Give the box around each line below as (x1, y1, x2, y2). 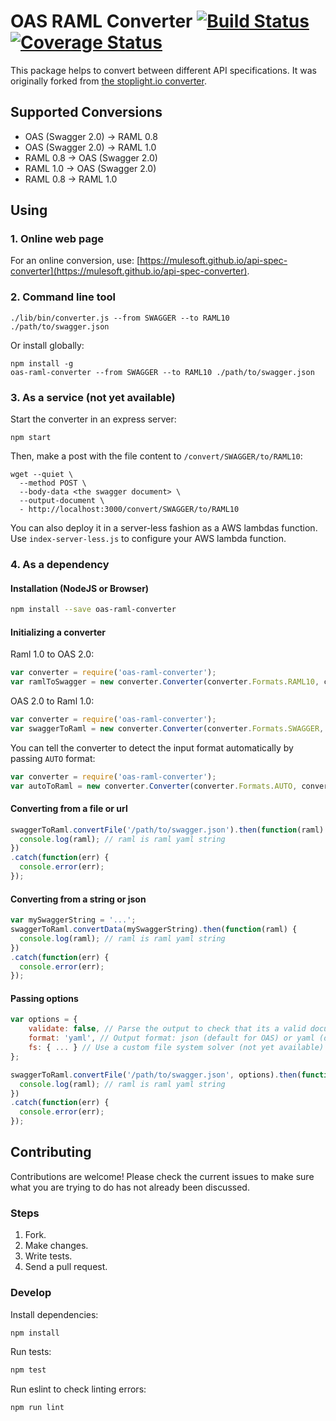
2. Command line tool (10, 290, 117, 304)
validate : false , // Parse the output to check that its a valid (28, 1024, 307, 1034)
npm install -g (10, 358, 74, 369)
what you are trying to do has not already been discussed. (10, 1181, 250, 1193)
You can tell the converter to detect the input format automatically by (10, 741, 294, 754)
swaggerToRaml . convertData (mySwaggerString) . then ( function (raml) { (10, 925, 298, 935)
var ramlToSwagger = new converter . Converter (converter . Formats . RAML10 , (10, 677, 320, 687)
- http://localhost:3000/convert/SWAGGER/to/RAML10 (19, 505, 240, 515)
